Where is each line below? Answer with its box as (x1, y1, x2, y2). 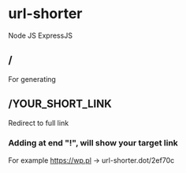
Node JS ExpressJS (8, 31, 73, 40)
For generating (8, 74, 57, 83)
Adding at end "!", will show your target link (8, 138, 179, 149)
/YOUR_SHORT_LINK (8, 98, 112, 111)
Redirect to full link (8, 118, 69, 127)
